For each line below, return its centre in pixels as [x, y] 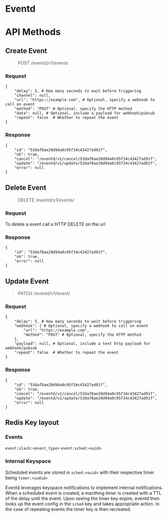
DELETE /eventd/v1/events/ [46, 200]
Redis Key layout [32, 422]
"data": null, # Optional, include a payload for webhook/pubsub [85, 113]
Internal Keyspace [28, 461]
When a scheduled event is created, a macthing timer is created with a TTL [83, 493]
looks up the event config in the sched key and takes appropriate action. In [82, 504]
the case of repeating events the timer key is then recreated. [68, 509]
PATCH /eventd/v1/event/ [44, 293]
